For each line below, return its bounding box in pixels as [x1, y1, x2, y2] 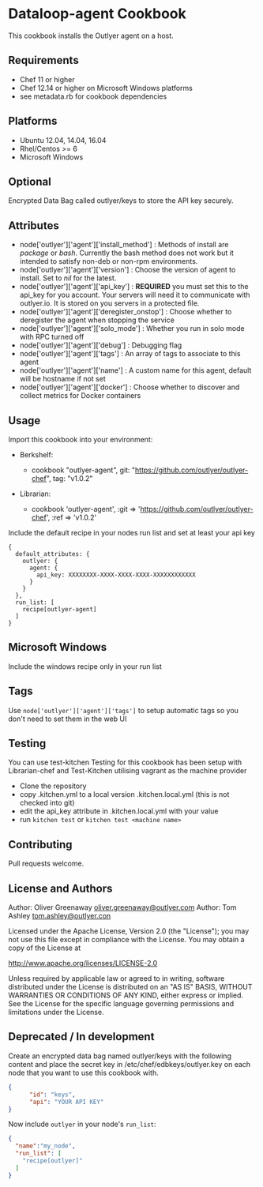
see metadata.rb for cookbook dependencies [19, 92, 167, 101]
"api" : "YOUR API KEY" [28, 1098, 104, 1106]
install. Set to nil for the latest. [19, 273, 117, 283]
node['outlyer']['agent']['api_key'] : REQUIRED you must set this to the [19, 282, 249, 291]
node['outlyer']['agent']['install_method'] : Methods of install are [19, 240, 229, 250]
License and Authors [8, 881, 113, 895]
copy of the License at [8, 943, 81, 952]
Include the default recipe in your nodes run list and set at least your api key [8, 528, 255, 537]
